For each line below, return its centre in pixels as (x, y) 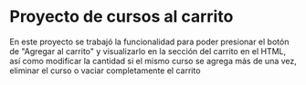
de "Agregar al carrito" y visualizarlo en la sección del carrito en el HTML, (148, 51)
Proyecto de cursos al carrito (121, 17)
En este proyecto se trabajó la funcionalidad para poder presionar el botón (149, 42)
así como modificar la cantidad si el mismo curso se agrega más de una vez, (153, 61)
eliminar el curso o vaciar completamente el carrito (105, 71)
